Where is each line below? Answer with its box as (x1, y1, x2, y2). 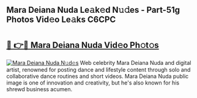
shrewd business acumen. (6, 86, 72, 92)
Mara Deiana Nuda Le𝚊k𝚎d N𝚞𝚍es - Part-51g (6, 5, 180, 15)
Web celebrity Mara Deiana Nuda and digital (80, 59, 191, 66)
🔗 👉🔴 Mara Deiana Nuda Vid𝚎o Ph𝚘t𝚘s (6, 40, 159, 50)
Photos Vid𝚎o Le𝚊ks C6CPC (6, 15, 116, 25)
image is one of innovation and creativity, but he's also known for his (6, 79, 179, 86)
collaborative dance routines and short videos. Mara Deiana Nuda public (6, 73, 189, 80)
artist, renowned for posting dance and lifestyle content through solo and (6, 66, 191, 73)
